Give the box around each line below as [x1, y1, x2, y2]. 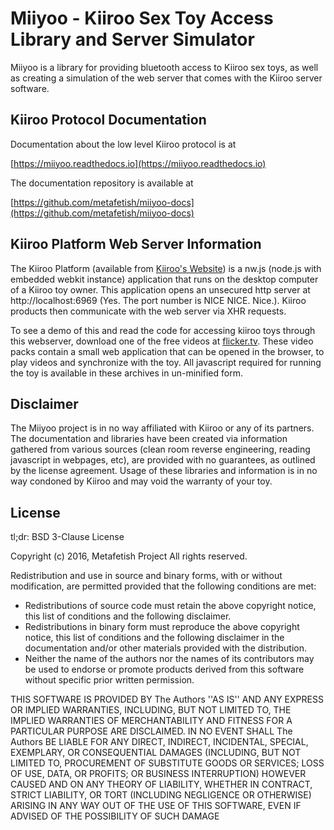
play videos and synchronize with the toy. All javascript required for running [10, 356, 322, 368]
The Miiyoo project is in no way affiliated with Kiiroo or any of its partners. [10, 422, 315, 434]
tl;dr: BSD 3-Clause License [10, 531, 125, 543]
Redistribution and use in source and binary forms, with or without [10, 570, 283, 582]
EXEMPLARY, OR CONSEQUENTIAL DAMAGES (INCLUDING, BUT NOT [10, 747, 302, 759]
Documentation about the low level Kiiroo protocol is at [10, 138, 237, 150]
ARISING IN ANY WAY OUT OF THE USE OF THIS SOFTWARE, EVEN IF [10, 800, 302, 812]
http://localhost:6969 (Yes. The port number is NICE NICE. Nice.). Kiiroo [10, 294, 307, 306]
